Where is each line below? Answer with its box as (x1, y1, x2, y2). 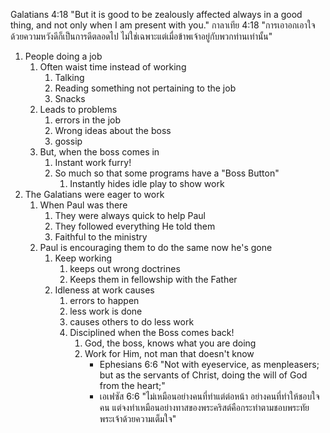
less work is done (69, 305, 143, 317)
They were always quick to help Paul (54, 210, 206, 221)
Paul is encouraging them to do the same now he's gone (39, 242, 273, 253)
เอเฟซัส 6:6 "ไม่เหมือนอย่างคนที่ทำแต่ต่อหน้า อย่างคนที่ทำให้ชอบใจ (99, 390, 320, 402)
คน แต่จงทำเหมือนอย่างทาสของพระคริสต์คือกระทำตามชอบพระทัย (99, 402, 310, 413)
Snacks (54, 93, 86, 104)
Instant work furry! (54, 157, 132, 168)
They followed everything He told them (54, 220, 216, 232)
